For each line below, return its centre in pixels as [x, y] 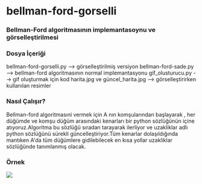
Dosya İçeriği [26, 54]
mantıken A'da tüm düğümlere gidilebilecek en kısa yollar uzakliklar [90, 140]
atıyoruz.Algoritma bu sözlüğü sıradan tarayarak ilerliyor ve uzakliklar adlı [97, 127]
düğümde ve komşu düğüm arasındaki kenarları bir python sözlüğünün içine [100, 121]
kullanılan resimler [29, 86]
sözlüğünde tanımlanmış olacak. [46, 146]
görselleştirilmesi [33, 37]
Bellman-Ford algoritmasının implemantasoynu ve [81, 30]
